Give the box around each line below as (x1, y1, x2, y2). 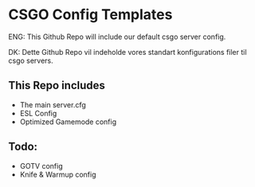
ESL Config (19, 108, 57, 118)
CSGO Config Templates (8, 6, 173, 24)
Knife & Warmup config (19, 169, 96, 179)
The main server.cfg (19, 99, 86, 109)
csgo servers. (8, 56, 53, 65)
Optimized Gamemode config (19, 117, 117, 127)
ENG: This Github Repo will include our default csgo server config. (8, 32, 226, 41)
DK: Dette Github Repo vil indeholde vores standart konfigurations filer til (8, 47, 247, 56)
